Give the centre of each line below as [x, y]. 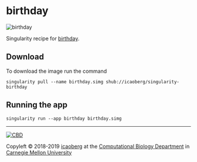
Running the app [37, 105]
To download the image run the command [57, 71]
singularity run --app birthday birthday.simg [64, 119]
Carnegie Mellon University [39, 152]
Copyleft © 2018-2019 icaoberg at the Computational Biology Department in [98, 146]
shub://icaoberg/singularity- [143, 82]
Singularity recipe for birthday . [43, 38]
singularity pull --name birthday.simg [55, 82]
